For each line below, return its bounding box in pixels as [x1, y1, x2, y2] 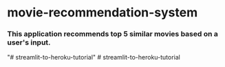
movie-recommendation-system [7, 5, 198, 21]
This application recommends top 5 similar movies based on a [7, 29, 219, 39]
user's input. [7, 38, 51, 47]
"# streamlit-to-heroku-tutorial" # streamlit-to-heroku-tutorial [7, 53, 180, 62]
